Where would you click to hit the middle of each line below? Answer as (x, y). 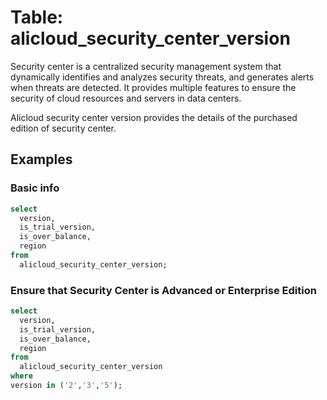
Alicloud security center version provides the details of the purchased (154, 117)
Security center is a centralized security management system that (146, 66)
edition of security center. (63, 128)
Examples (41, 159)
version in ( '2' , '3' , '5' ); (66, 386)
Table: (37, 17)
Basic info (35, 188)
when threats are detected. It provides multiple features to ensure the (153, 87)
